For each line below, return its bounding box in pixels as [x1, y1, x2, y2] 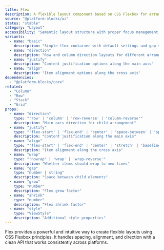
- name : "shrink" [9, 193, 45, 198]
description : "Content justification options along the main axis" [14, 61, 154, 66]
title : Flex [5, 7, 29, 12]
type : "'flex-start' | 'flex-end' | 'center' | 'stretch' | [14, 143, 139, 148]
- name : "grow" [9, 179, 41, 184]
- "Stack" [9, 98, 29, 103]
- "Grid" [9, 102, 27, 107]
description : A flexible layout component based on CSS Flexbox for [5, 12, 147, 17]
